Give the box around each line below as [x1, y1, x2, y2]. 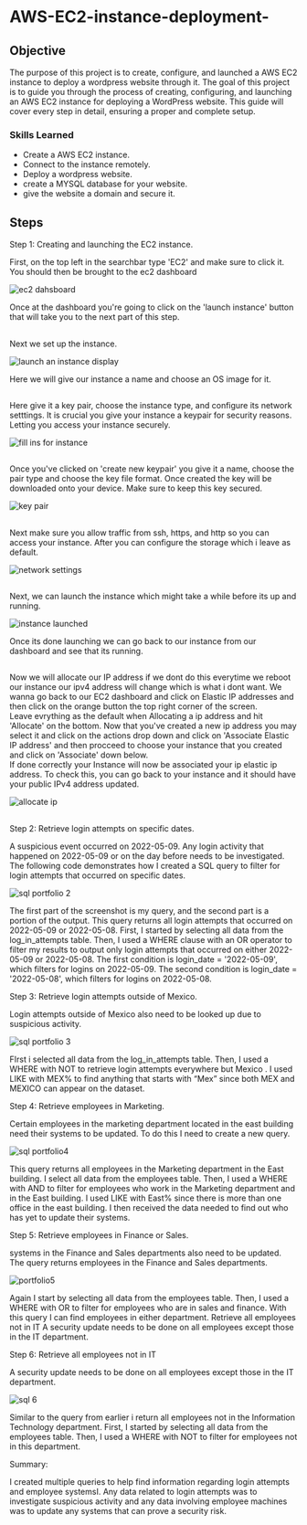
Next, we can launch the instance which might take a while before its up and [9, 591, 297, 602]
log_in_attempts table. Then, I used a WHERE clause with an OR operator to [9, 934, 292, 945]
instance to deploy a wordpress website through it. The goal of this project [9, 77, 291, 88]
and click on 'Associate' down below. [9, 749, 149, 760]
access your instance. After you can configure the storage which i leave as [9, 536, 291, 547]
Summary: [9, 1458, 48, 1469]
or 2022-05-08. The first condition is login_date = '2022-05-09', [35, 953, 279, 965]
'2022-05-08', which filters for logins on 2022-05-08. [9, 973, 212, 984]
